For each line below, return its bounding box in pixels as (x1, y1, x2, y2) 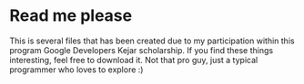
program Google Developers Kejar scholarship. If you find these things (9, 44, 274, 55)
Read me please (9, 5, 133, 26)
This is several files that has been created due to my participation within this (9, 35, 295, 46)
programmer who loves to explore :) (9, 64, 144, 75)
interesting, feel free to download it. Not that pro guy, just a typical (9, 54, 258, 65)
